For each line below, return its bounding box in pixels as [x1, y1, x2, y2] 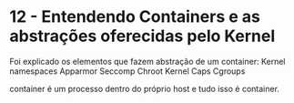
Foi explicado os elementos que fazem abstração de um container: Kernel [9, 56, 286, 67]
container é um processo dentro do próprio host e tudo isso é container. [9, 83, 280, 94]
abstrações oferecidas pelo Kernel [9, 26, 276, 46]
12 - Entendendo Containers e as [9, 6, 261, 27]
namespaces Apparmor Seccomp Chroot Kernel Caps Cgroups [9, 66, 246, 77]
